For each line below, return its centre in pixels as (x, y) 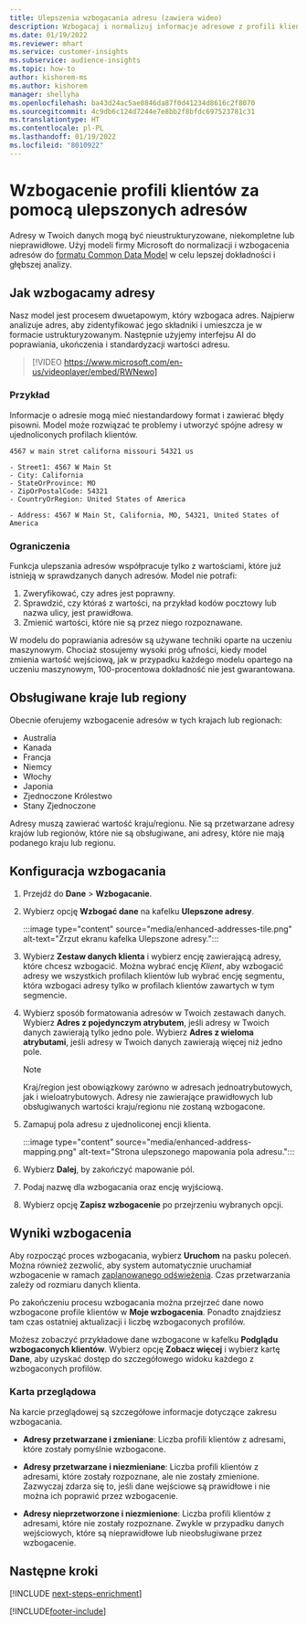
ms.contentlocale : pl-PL (57, 129)
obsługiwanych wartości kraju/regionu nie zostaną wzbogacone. (144, 1106)
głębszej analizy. (41, 264)
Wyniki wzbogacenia (71, 1234)
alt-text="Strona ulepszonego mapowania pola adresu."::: (187, 1151)
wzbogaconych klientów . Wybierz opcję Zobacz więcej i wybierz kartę (145, 1349)
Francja (37, 757)
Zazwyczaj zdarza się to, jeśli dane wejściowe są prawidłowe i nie (147, 1486)
